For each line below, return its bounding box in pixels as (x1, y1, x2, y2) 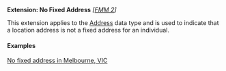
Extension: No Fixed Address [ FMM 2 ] (7, 6, 117, 14)
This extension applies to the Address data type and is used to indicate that (7, 19, 220, 26)
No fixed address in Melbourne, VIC (7, 57, 108, 65)
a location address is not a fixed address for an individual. (7, 26, 169, 34)
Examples (7, 41, 36, 49)
